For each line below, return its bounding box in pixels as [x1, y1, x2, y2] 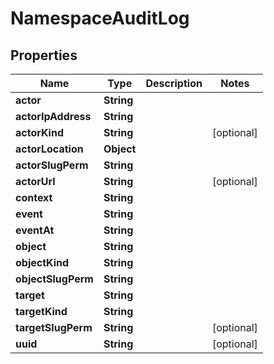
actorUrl [15, 175, 56, 188]
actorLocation [15, 142, 84, 156]
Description [145, 77, 203, 90]
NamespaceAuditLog [10, 7, 190, 30]
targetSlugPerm [15, 321, 93, 334]
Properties [10, 47, 78, 64]
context [15, 191, 53, 204]
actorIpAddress [15, 110, 92, 123]
